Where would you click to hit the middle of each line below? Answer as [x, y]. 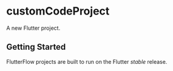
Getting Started [36, 47]
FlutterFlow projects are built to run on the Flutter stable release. [87, 61]
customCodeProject [58, 11]
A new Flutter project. [33, 28]
